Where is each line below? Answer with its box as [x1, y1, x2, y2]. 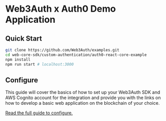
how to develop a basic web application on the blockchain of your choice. [5, 100, 160, 106]
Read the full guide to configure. [5, 110, 73, 116]
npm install [5, 57, 31, 62]
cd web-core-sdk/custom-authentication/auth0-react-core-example [5, 52, 147, 57]
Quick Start [5, 34, 42, 43]
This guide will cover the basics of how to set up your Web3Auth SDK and [5, 89, 160, 96]
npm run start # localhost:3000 [5, 62, 74, 67]
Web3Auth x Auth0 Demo [5, 3, 116, 15]
